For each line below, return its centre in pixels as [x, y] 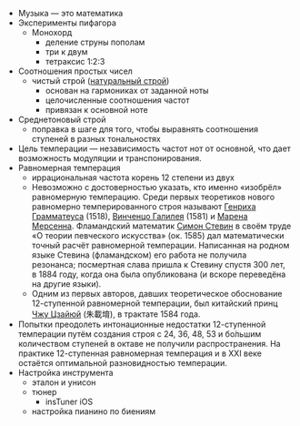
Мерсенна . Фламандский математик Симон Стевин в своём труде [161, 226]
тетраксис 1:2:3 [75, 61]
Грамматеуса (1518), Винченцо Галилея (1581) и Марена [140, 216]
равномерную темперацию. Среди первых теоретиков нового [153, 197]
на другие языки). [66, 284]
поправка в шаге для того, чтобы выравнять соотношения [145, 129]
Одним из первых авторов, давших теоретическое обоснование [157, 294]
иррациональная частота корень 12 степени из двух [133, 177]
